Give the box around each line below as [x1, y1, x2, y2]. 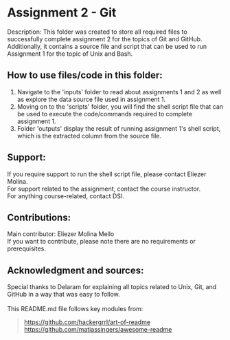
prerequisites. [7, 244, 47, 253]
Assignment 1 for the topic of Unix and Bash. [7, 50, 133, 58]
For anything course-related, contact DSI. [7, 191, 125, 200]
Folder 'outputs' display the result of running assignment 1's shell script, [16, 124, 221, 132]
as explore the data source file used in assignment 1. [16, 95, 166, 103]
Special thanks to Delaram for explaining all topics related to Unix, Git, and [7, 283, 217, 291]
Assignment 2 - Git [7, 5, 117, 21]
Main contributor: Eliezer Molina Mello [7, 230, 115, 238]
